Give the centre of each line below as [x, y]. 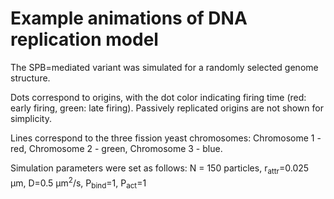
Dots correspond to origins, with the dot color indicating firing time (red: [158, 97]
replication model [84, 39]
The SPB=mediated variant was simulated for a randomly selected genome [164, 67]
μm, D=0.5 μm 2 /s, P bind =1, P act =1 [78, 183]
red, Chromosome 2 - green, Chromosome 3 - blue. [116, 148]
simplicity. [31, 118]
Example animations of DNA [129, 18]
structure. [30, 78]
